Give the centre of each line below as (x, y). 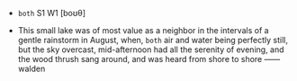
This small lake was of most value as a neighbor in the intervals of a (143, 30)
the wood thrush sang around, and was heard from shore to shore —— (149, 59)
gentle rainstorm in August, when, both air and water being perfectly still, (153, 40)
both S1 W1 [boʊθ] (52, 13)
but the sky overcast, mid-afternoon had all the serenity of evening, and (151, 49)
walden (31, 68)
